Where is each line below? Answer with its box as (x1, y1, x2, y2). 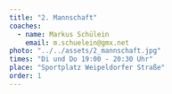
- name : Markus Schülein (17, 30, 110, 38)
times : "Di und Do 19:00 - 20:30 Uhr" (9, 55, 153, 64)
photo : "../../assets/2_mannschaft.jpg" (9, 47, 162, 56)
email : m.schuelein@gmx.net (25, 38, 129, 47)
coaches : (9, 21, 42, 30)
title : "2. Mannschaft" (9, 13, 98, 22)
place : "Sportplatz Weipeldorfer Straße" (9, 64, 166, 73)
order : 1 (9, 72, 42, 81)
